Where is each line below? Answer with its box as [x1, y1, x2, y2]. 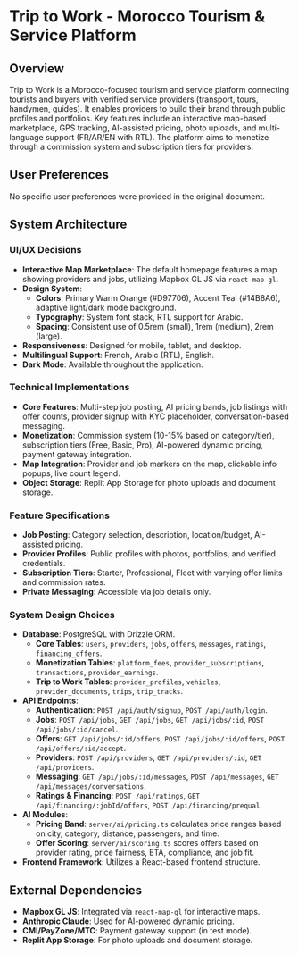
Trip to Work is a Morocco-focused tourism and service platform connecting [9, 85, 290, 95]
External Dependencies [9, 883, 143, 898]
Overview [9, 61, 65, 76]
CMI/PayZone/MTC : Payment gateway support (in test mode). [21, 925, 252, 936]
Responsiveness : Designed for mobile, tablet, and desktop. [21, 339, 243, 350]
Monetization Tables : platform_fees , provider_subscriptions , [35, 657, 265, 668]
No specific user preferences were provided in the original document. [9, 190, 266, 202]
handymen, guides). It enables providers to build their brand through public [9, 104, 286, 113]
